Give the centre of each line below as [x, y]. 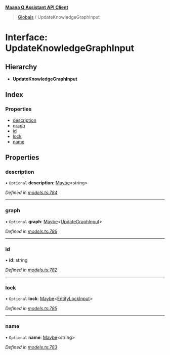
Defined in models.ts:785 [31, 309]
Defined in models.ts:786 [31, 231]
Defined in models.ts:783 [31, 347]
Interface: [27, 38]
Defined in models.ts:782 [31, 270]
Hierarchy [21, 67]
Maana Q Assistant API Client [37, 7]
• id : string [16, 260]
